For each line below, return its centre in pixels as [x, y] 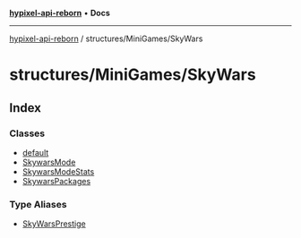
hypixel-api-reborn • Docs [60, 13]
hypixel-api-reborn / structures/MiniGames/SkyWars [106, 38]
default [35, 152]
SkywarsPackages [56, 181]
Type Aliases [38, 204]
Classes [27, 133]
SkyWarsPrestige [54, 224]
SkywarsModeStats [58, 171]
